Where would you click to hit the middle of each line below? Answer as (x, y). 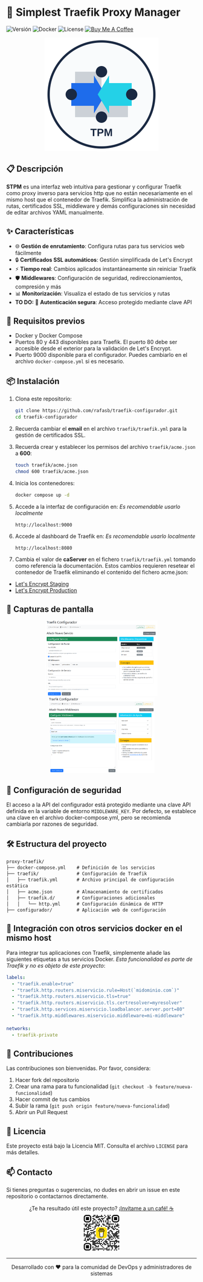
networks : (19, 1028)
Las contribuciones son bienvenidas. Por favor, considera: (79, 1068)
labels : (16, 977)
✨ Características (40, 232)
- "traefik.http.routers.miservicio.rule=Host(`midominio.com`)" (96, 990)
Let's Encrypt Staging (42, 583)
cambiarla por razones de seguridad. (52, 824)
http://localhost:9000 (43, 525)
